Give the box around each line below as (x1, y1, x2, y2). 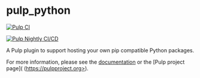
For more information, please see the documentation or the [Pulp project (6, 58, 185, 65)
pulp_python (6, 4, 71, 17)
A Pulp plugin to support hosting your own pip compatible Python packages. (6, 46, 195, 54)
